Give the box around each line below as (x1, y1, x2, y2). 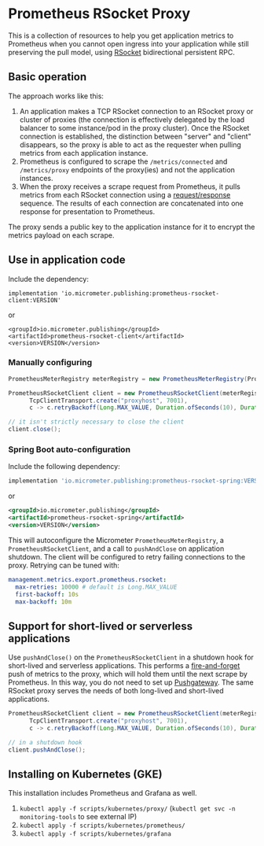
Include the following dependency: (8, 462, 120, 471)
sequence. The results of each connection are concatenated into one (19, 198, 244, 208)
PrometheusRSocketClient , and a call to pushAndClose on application (8, 544, 225, 553)
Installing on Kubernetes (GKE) (8, 767, 163, 781)
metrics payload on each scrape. (8, 230, 115, 240)
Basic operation (8, 70, 87, 83)
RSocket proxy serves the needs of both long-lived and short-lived (8, 686, 224, 696)
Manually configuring (8, 357, 93, 368)
